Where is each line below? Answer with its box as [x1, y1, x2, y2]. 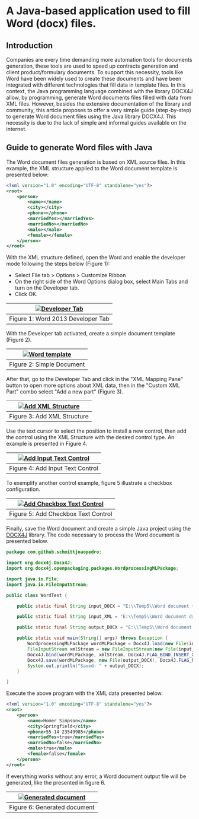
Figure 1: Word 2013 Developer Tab [9, 315, 110, 323]
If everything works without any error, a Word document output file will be [6, 773, 187, 780]
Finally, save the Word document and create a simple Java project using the [6, 525, 191, 532]
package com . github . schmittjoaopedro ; [6, 549, 102, 555]
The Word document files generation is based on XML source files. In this [6, 158, 185, 166]
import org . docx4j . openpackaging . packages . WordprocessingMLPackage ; [6, 566, 179, 572]
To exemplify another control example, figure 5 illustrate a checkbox [6, 480, 172, 487]
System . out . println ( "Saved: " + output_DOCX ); [27, 663, 145, 669]
